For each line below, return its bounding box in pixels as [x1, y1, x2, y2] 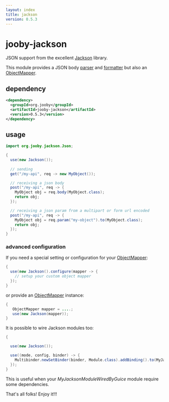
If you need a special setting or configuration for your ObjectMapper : [6, 254, 148, 261]
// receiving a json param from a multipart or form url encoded [10, 208, 150, 213]
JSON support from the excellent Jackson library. [6, 55, 108, 61]
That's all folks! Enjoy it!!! [6, 391, 57, 397]
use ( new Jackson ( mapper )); [12, 311, 69, 316]
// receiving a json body [10, 180, 65, 186]
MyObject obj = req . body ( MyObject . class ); [15, 190, 105, 195]
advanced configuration [6, 243, 66, 250]
